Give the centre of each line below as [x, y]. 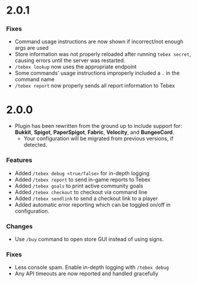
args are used [32, 48]
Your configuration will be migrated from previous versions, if [99, 139]
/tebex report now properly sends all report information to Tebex [95, 86]
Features [19, 160]
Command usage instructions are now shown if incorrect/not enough [99, 41]
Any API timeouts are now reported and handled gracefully [86, 274]
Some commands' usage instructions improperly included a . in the [97, 73]
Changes [20, 226]
